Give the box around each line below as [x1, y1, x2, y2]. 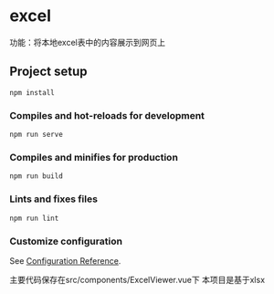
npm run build [9, 172, 64, 181]
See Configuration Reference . [9, 255, 121, 266]
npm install [9, 88, 55, 97]
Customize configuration [9, 235, 123, 247]
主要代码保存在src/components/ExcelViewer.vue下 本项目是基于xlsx [9, 274, 266, 285]
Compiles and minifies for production [9, 151, 178, 163]
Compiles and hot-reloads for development [9, 109, 205, 121]
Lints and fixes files [9, 193, 99, 205]
